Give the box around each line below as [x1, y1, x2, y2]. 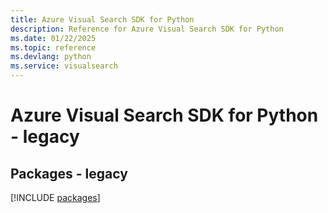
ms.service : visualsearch [10, 61, 118, 71]
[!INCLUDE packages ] [10, 192, 101, 203]
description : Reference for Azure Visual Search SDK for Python [10, 24, 284, 34]
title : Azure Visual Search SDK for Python [10, 14, 195, 25]
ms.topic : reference [10, 42, 97, 53]
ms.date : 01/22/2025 [10, 33, 97, 43]
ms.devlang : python [10, 52, 92, 62]
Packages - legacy [10, 165, 128, 182]
